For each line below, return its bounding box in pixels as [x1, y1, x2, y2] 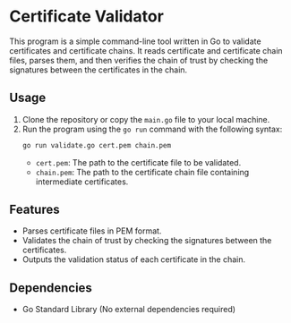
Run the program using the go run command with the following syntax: [21, 123, 283, 134]
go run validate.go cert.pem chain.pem [21, 140, 172, 149]
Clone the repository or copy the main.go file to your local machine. [21, 114, 270, 124]
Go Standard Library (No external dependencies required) [21, 304, 235, 315]
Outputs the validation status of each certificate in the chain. [21, 254, 246, 265]
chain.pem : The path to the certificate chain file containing [35, 166, 250, 177]
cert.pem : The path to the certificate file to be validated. [35, 157, 242, 167]
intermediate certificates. [35, 176, 129, 187]
